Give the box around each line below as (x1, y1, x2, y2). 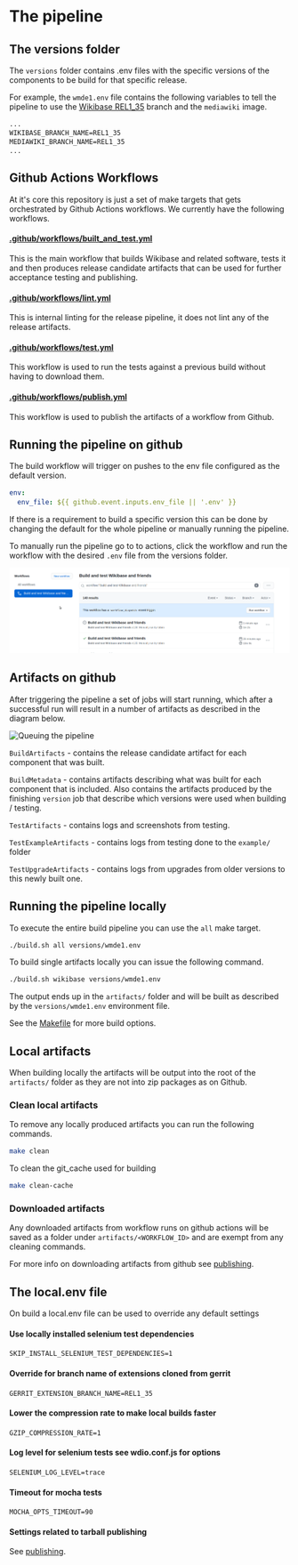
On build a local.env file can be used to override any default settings (9, 1308, 260, 1319)
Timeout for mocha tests (9, 1487, 102, 1497)
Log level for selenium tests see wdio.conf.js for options (9, 1448, 221, 1458)
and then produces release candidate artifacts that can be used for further (9, 262, 282, 273)
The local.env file (9, 1284, 108, 1300)
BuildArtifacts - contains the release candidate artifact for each (9, 747, 247, 758)
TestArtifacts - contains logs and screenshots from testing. (9, 819, 230, 830)
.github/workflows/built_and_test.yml (9, 233, 153, 244)
